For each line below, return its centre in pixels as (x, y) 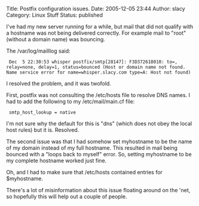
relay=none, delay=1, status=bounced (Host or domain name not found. (96, 67)
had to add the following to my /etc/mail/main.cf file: (71, 102)
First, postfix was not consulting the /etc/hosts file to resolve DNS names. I (98, 95)
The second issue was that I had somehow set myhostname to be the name (99, 141)
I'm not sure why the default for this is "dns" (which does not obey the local (99, 123)
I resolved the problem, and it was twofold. (59, 84)
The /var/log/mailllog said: (38, 51)
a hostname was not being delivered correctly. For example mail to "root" (96, 33)
